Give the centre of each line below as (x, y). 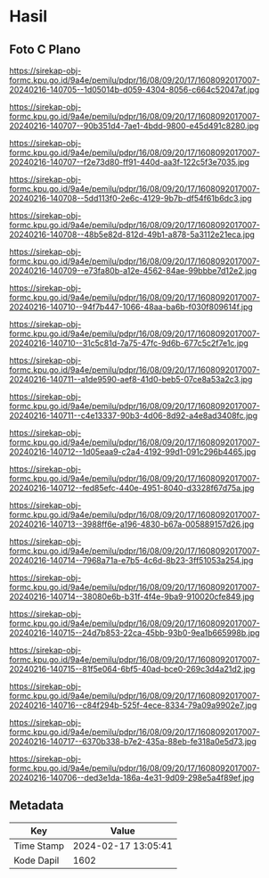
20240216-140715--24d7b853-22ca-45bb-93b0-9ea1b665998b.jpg (134, 633)
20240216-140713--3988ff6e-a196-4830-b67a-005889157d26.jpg (132, 524)
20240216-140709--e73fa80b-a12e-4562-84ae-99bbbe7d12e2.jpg (133, 271)
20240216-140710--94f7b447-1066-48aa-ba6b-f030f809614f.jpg (131, 307)
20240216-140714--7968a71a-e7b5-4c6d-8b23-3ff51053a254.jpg (131, 560)
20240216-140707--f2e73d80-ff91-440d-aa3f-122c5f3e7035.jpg (129, 162)
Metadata (37, 805)
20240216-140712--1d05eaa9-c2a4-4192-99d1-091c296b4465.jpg (133, 451)
